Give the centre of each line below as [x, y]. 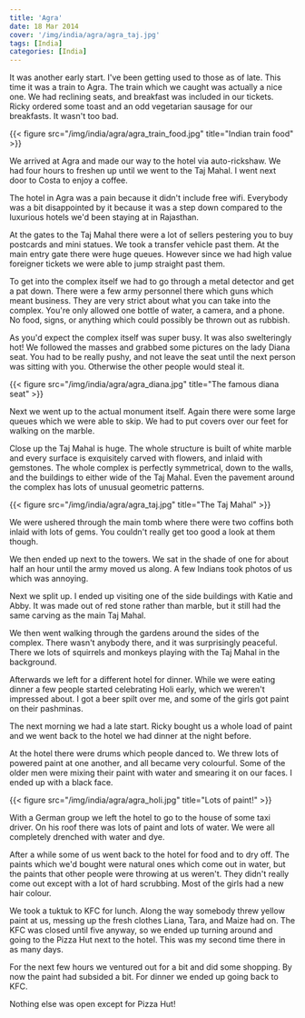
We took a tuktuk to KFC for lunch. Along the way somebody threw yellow [148, 911]
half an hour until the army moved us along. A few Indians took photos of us [151, 569]
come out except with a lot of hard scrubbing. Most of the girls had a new [147, 883]
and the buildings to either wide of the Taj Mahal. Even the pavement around [152, 477]
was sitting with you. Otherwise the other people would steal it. [127, 367]
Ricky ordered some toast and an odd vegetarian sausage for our [131, 106]
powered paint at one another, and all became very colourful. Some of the [148, 763]
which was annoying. [49, 579]
